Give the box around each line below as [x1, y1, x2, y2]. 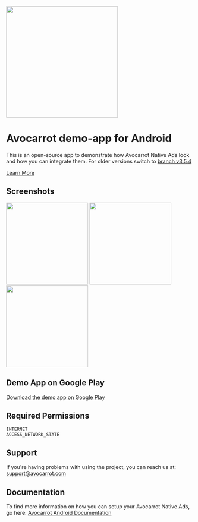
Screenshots [6, 187, 55, 197]
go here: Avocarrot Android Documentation [6, 510, 112, 516]
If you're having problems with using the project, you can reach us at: [6, 464, 177, 471]
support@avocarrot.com [6, 470, 67, 477]
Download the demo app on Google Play [6, 394, 105, 401]
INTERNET [6, 426, 28, 433]
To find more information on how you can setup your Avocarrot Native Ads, [6, 503, 190, 510]
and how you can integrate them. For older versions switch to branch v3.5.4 [6, 158, 192, 165]
